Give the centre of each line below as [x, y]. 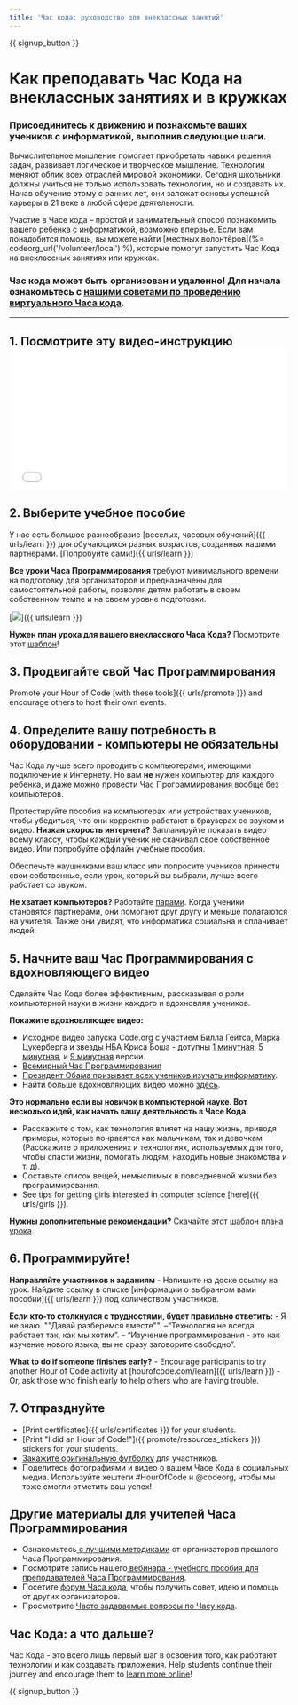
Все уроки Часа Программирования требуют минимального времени [144, 570]
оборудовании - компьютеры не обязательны [144, 744]
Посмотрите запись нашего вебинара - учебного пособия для [140, 1568]
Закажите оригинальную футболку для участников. [120, 1458]
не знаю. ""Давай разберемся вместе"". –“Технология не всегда [132, 1325]
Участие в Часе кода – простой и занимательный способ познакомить [143, 220]
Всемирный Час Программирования [92, 1066]
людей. [23, 931]
